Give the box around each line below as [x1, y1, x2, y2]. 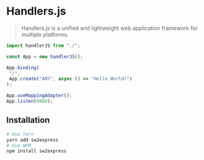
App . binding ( [6, 64, 40, 71]
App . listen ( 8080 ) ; [6, 99, 53, 105]
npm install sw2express [6, 148, 67, 155]
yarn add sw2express [6, 137, 59, 143]
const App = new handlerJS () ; [6, 54, 84, 60]
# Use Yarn [6, 131, 34, 137]
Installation [6, 115, 50, 125]
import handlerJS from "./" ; [6, 43, 81, 49]
